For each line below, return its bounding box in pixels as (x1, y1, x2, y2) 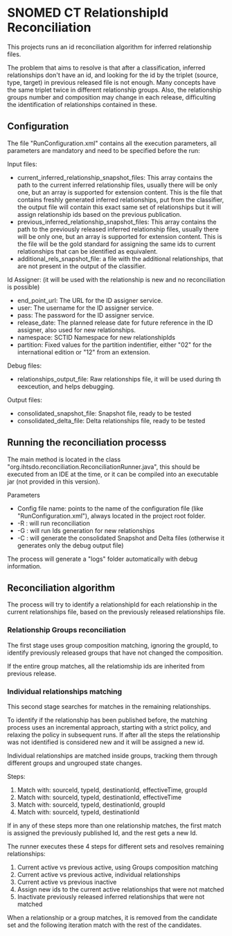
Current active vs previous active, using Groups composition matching (17, 863, 218, 871)
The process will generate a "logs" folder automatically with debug (7, 555, 198, 563)
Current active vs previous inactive (17, 878, 117, 886)
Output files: (7, 395, 43, 404)
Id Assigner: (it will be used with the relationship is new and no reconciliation (7, 275, 226, 284)
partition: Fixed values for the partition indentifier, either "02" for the (17, 340, 213, 349)
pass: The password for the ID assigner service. (17, 311, 154, 319)
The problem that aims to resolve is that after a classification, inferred (7, 63, 206, 72)
